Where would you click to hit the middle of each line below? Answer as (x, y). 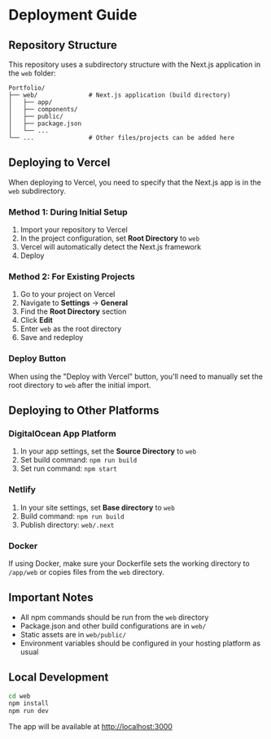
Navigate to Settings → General (74, 303)
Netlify (22, 489)
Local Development (59, 678)
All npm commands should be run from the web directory (114, 617)
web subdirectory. (37, 191)
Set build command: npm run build (79, 460)
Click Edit (36, 320)
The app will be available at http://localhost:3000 (91, 727)
